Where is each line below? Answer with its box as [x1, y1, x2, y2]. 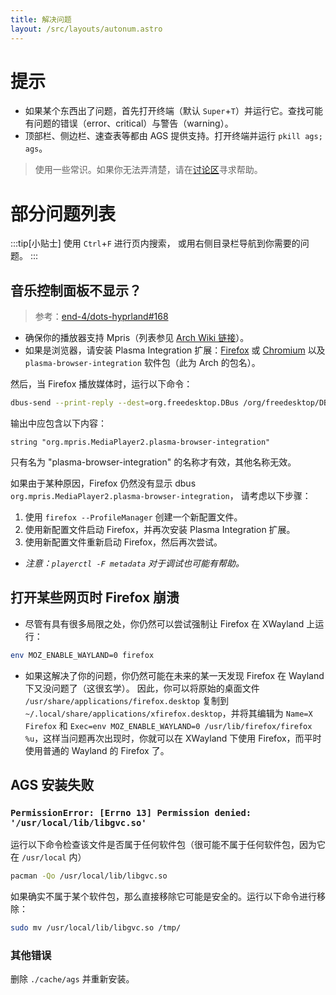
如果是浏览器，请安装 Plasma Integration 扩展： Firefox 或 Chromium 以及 [24, 344, 326, 356]
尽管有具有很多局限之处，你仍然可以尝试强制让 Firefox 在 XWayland [24, 617, 305, 630]
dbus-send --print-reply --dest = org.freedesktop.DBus [10, 398, 240, 408]
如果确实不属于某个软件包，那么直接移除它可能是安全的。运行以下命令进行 [10, 891, 317, 903]
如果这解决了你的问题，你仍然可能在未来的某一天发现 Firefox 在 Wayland [24, 669, 325, 681]
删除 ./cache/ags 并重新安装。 [10, 973, 135, 985]
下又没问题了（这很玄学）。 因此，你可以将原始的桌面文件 [24, 682, 260, 694]
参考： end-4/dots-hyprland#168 [34, 311, 169, 323]
